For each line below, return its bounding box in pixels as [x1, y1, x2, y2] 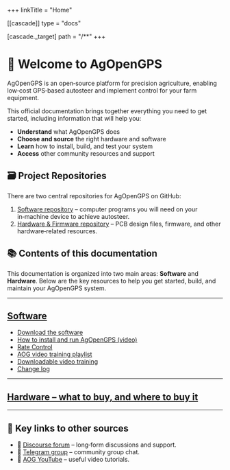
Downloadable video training [16, 357, 98, 366]
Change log [16, 365, 50, 373]
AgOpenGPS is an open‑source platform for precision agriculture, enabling [7, 79, 218, 87]
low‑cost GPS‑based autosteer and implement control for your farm [7, 86, 197, 95]
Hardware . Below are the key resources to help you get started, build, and [7, 277, 216, 285]
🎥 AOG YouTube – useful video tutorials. [16, 456, 130, 463]
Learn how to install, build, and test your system [16, 142, 153, 150]
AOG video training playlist [16, 350, 92, 359]
